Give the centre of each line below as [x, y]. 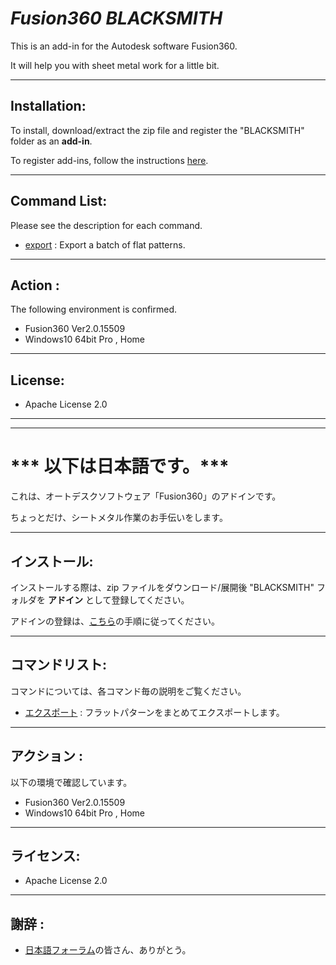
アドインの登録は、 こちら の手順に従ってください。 [115, 621]
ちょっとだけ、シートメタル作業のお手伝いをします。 [119, 518]
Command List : [59, 201]
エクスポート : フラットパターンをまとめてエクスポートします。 [154, 712]
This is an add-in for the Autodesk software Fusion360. [124, 46]
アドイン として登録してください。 [118, 599]
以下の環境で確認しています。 [71, 782]
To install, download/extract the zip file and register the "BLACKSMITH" [157, 130]
